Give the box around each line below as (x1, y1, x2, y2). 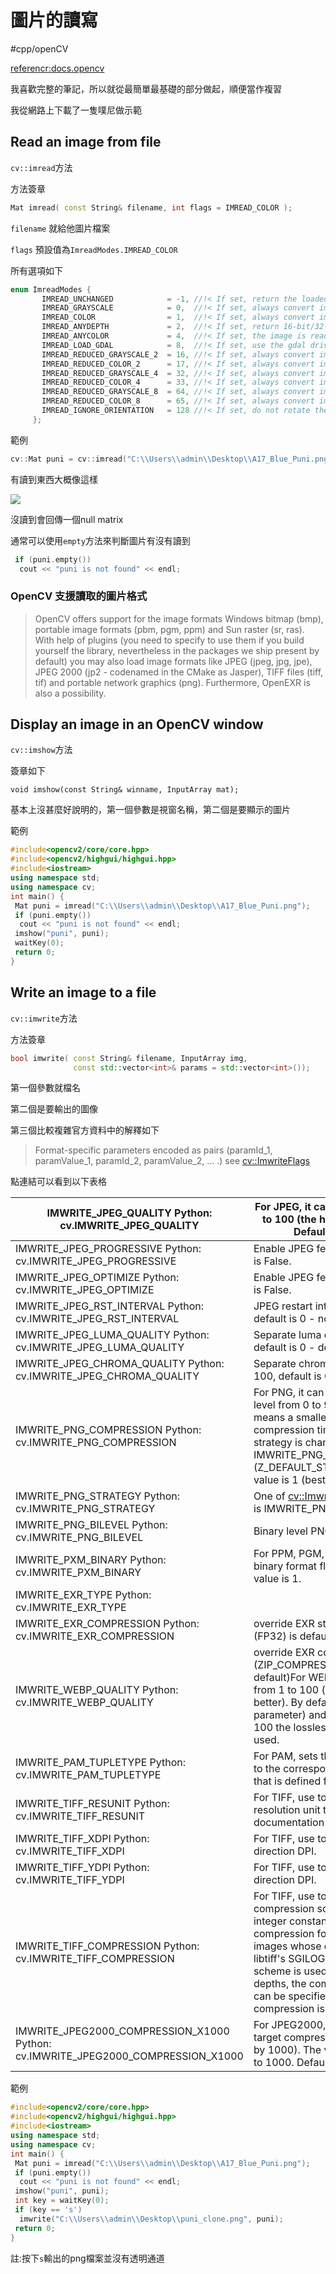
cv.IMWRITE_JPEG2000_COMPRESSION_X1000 (15, 2049, 244, 2063)
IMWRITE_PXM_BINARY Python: (15, 1553, 167, 1567)
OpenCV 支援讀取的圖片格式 (10, 589, 148, 603)
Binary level (253, 1524, 308, 1538)
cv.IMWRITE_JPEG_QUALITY (59, 1219, 200, 1233)
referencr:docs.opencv (10, 62, 105, 74)
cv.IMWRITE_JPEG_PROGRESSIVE (15, 1254, 177, 1268)
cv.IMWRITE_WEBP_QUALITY (15, 1696, 154, 1710)
